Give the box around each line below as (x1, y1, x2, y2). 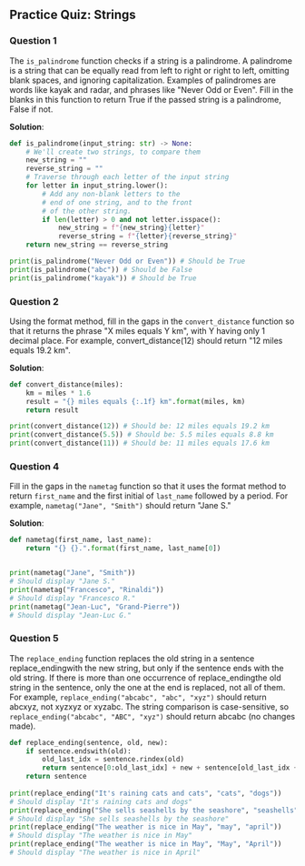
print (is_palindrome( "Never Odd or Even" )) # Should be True (9, 257, 246, 267)
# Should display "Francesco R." (9, 593, 136, 603)
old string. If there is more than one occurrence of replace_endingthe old (9, 672, 281, 683)
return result (25, 405, 79, 415)
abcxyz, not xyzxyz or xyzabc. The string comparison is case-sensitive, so (9, 700, 289, 712)
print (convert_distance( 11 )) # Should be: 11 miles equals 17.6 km (9, 438, 271, 448)
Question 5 (9, 632, 59, 645)
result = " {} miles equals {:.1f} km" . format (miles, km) (25, 397, 246, 406)
